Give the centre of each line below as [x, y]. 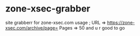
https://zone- [121, 22]
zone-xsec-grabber [48, 9]
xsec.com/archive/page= [32, 27]
